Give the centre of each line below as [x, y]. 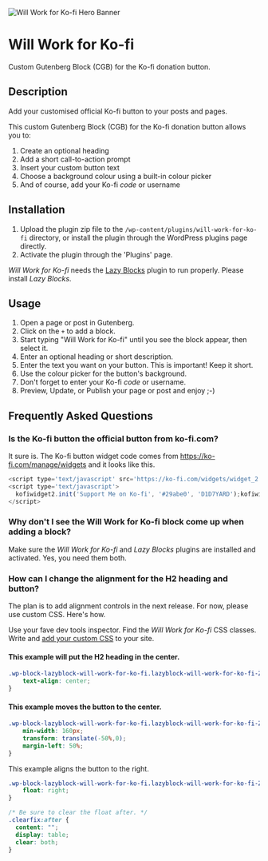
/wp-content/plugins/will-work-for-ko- [191, 229]
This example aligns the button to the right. [79, 768]
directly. [33, 246]
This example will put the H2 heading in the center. [94, 656]
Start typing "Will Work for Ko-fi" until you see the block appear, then [133, 340]
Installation [37, 210]
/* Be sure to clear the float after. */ [78, 813]
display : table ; [42, 835]
